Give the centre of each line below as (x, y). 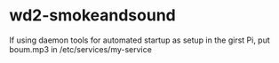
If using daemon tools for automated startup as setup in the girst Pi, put (140, 40)
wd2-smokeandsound (92, 16)
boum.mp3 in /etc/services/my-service (81, 49)
